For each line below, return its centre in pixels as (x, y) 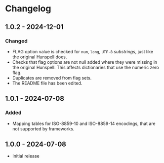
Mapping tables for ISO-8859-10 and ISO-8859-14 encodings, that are (84, 123)
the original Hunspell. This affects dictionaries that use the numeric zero (85, 67)
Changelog (28, 9)
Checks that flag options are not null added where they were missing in (85, 62)
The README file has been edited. (47, 83)
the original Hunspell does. (40, 57)
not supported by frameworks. (43, 128)
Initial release (26, 156)
